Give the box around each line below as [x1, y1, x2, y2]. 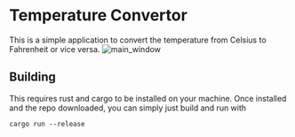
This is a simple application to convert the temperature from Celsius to [9, 34, 267, 45]
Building [9, 70, 56, 85]
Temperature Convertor [9, 5, 188, 26]
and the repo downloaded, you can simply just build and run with [9, 103, 247, 113]
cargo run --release [9, 119, 86, 128]
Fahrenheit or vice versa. [9, 43, 100, 54]
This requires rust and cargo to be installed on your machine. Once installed [9, 93, 287, 103]
